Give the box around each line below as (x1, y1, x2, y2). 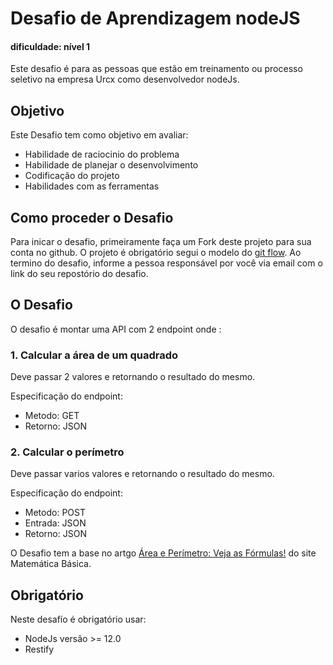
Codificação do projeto (24, 170, 120, 182)
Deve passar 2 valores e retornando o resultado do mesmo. (10, 371, 256, 383)
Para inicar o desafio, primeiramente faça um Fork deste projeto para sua (10, 236, 312, 248)
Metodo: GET (24, 410, 80, 422)
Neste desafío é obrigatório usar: (10, 613, 147, 626)
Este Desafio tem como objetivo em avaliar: (10, 129, 189, 141)
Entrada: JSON (24, 517, 87, 529)
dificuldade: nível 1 (10, 40, 91, 52)
